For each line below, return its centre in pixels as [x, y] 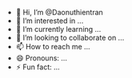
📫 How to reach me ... [53, 47]
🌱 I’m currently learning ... [58, 29]
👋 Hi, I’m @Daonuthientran [60, 12]
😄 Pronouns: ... [42, 58]
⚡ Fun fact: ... [38, 67]
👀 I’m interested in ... [50, 21]
